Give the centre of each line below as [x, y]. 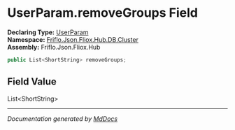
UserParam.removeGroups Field [102, 13]
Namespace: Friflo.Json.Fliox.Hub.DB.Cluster [73, 39]
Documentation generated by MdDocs [62, 118]
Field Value [32, 82]
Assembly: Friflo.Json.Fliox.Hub [54, 47]
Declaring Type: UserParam [48, 32]
